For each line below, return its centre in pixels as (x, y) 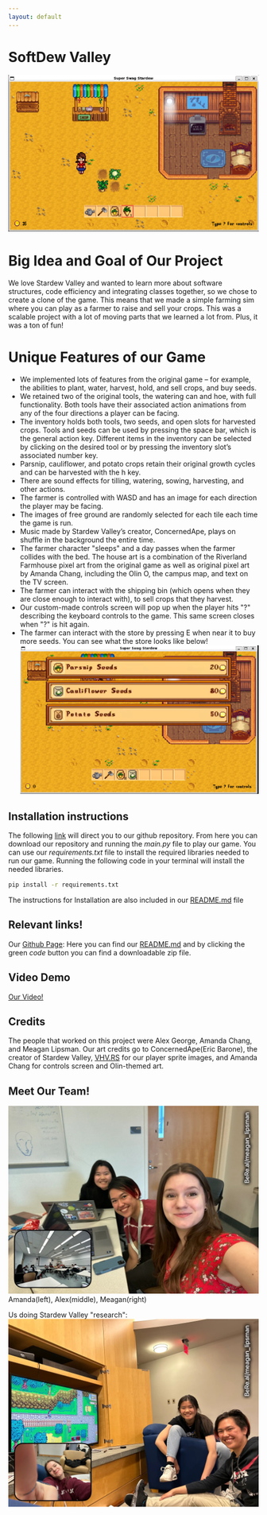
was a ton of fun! (36, 325)
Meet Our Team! (49, 1091)
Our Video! (26, 997)
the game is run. (46, 523)
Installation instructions (68, 816)
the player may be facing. (61, 506)
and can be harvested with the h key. (80, 472)
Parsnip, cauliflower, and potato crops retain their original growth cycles (137, 463)
